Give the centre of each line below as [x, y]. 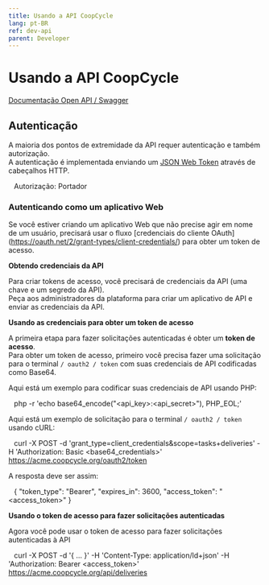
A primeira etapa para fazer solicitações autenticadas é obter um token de [132, 338]
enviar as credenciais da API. [56, 307]
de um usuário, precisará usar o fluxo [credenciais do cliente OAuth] [122, 233]
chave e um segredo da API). [56, 290]
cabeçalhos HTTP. [39, 171]
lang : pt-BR [28, 23]
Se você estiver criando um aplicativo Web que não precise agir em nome [131, 225]
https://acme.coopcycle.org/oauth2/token [78, 460]
